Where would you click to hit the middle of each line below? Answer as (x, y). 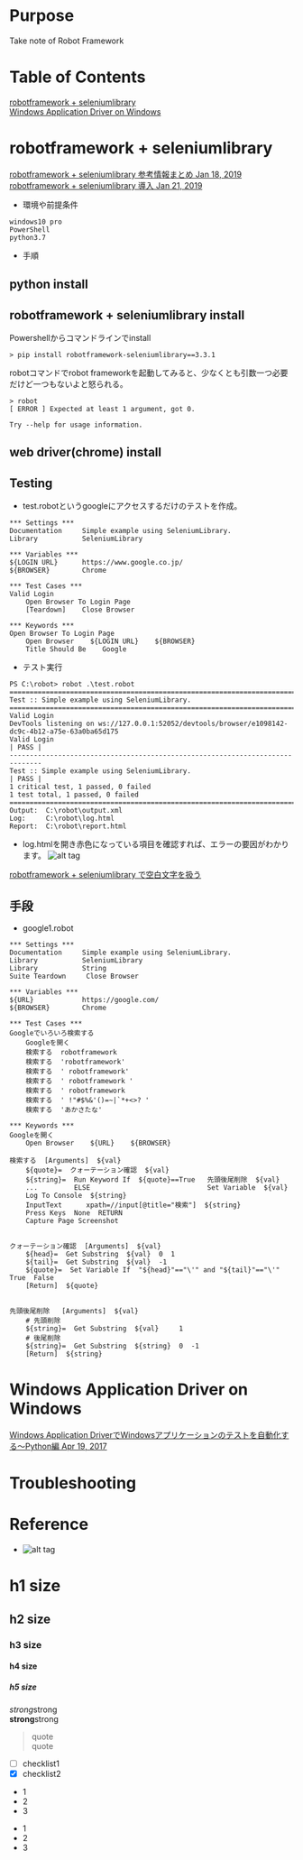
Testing (31, 483)
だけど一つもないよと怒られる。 (69, 384)
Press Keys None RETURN (74, 1213)
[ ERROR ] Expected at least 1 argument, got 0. (102, 410)
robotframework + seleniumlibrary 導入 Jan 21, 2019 (106, 185)
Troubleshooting (73, 1483)
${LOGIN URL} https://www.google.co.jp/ (96, 563)
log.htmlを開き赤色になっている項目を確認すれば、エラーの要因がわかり (156, 844)
